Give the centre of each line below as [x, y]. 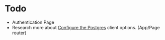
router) [19, 33]
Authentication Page [33, 22]
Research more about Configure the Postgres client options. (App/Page [86, 27]
